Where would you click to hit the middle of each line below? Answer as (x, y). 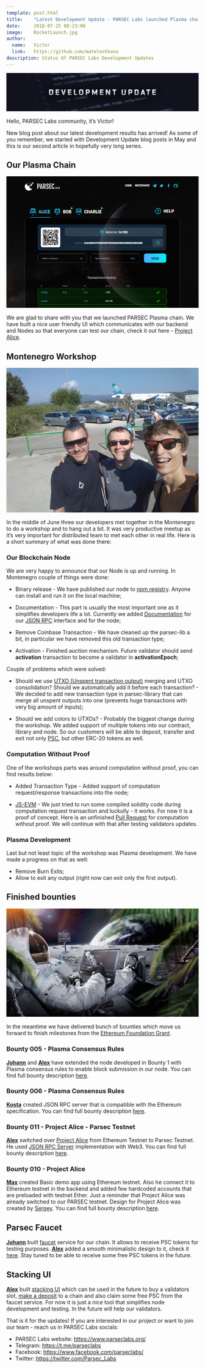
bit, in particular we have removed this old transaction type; (90, 639)
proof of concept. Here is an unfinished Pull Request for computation (102, 817)
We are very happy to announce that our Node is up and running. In (91, 571)
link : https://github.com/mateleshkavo (65, 52)
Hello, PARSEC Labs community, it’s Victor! (60, 121)
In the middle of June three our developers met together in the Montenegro (101, 522)
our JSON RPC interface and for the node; (68, 620)
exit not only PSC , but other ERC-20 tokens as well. (80, 738)
